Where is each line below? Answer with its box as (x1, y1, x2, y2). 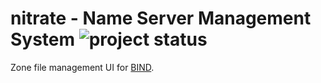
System (10, 28, 76, 51)
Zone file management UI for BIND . (10, 61, 155, 73)
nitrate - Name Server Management (10, 7, 312, 30)
